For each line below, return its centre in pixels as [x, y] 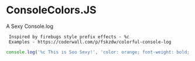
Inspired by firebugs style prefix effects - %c [69, 37]
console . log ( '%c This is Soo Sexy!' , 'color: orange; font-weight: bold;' [99, 52]
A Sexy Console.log [30, 26]
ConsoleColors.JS [51, 10]
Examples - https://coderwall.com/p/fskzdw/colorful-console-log [90, 42]
